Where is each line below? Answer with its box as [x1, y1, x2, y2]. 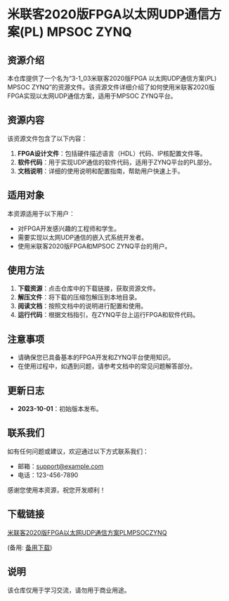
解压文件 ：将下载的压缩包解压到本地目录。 [17, 293, 141, 302]
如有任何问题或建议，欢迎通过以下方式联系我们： [7, 447, 149, 455]
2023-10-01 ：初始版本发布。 [17, 405, 103, 413]
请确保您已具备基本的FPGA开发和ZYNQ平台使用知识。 [17, 353, 175, 362]
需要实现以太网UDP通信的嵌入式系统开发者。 [17, 233, 148, 241]
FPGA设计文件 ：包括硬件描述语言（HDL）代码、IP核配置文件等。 [17, 149, 207, 157]
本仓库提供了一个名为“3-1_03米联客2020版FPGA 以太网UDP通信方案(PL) [7, 75, 217, 82]
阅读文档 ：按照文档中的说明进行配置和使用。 [17, 302, 148, 310]
